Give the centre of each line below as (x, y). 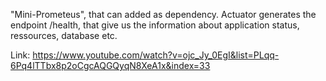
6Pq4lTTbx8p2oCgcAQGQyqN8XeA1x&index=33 (110, 65)
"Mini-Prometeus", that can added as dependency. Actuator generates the (163, 14)
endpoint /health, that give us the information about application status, (155, 25)
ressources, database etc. (64, 35)
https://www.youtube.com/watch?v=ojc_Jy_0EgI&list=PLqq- (156, 55)
